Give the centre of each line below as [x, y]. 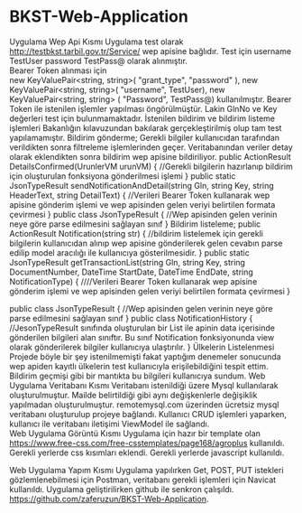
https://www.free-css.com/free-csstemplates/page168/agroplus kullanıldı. [147, 443]
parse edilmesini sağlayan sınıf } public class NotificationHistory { [131, 318]
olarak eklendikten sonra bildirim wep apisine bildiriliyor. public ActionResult [150, 156]
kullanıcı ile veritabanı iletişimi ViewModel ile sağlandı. [110, 424]
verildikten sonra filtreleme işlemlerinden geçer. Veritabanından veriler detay [151, 147]
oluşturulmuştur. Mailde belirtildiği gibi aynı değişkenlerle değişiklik [133, 395]
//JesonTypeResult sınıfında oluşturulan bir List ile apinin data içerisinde [142, 328]
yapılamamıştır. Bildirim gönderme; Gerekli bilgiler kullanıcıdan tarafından [145, 137]
